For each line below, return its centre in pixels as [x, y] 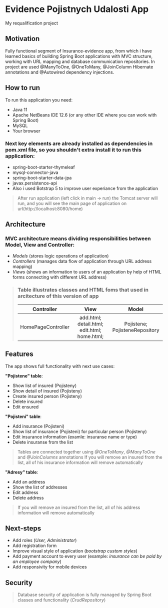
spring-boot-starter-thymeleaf [43, 167]
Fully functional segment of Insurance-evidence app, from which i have [79, 50]
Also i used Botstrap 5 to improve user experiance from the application [85, 188]
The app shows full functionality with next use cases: [60, 366]
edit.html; [90, 330]
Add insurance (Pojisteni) [38, 426]
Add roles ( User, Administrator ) [44, 540]
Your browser [26, 130]
